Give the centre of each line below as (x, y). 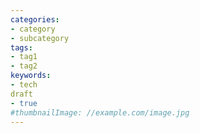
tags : (21, 47)
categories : (35, 19)
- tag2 (24, 66)
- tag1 (24, 57)
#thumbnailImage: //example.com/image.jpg (100, 112)
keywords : (31, 76)
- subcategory (40, 38)
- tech (24, 85)
